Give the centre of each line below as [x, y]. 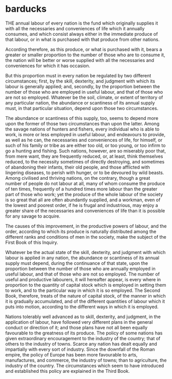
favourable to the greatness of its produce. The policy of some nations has [84, 333]
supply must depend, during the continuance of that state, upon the [77, 263]
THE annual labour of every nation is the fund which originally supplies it [82, 23]
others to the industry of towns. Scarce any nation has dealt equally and [81, 344]
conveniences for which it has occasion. [48, 66]
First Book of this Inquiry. [32, 242]
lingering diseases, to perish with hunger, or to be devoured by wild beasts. [85, 173]
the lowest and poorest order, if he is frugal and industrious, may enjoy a [82, 205]
